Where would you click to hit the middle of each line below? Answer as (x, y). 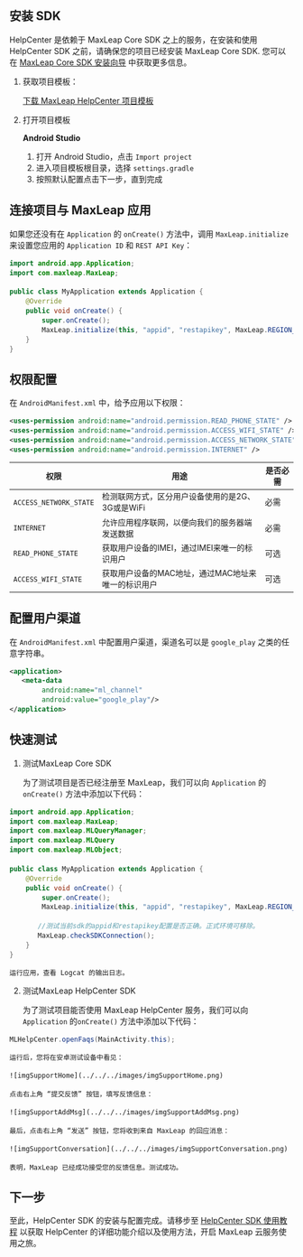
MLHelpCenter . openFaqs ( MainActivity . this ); (92, 1039)
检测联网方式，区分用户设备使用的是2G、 (179, 497)
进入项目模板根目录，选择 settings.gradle (115, 168)
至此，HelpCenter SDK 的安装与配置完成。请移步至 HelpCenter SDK (135, 1221)
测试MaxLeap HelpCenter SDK (79, 991)
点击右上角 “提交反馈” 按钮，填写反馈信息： (81, 1094)
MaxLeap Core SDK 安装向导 (73, 62)
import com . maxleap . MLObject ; (66, 850)
